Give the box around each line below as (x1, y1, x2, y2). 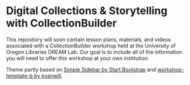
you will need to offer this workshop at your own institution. (6, 55, 150, 62)
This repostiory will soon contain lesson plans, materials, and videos (6, 36, 171, 43)
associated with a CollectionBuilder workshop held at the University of (6, 42, 176, 49)
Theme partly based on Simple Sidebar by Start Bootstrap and (6, 66, 157, 73)
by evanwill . (34, 72, 63, 79)
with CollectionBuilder (6, 16, 117, 30)
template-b (6, 72, 33, 79)
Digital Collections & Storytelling (6, 4, 168, 18)
